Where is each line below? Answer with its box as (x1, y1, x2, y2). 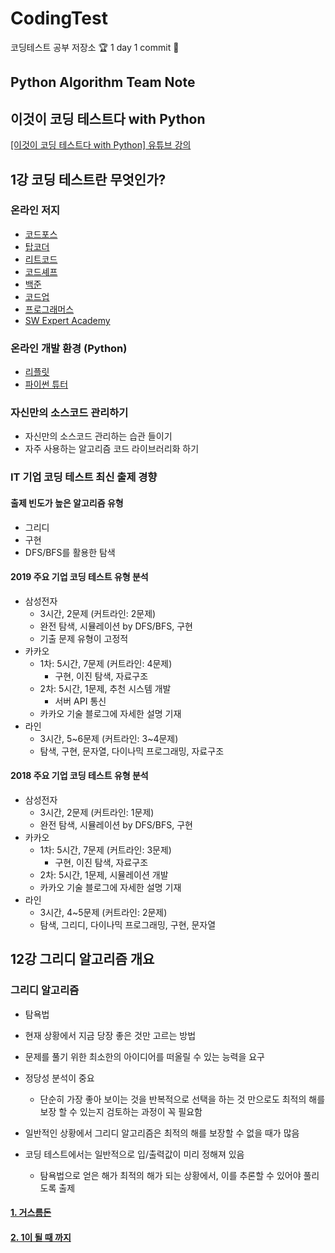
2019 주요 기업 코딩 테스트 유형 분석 (10, 571, 149, 583)
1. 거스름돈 (10, 1207, 52, 1219)
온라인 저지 (10, 203, 61, 217)
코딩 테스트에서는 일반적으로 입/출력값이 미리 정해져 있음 (24, 1148, 245, 1160)
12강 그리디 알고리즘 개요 (10, 951, 155, 968)
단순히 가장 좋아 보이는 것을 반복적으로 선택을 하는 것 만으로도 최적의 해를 (39, 1093, 326, 1105)
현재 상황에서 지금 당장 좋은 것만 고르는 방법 (24, 1029, 197, 1041)
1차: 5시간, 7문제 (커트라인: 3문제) (39, 843, 172, 856)
